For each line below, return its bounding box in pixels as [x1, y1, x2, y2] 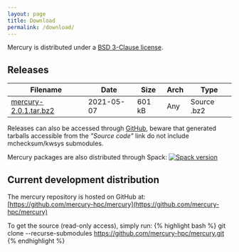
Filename [30, 85, 63, 95]
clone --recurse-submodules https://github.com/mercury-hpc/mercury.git [7, 229, 225, 237]
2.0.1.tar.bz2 [11, 106, 55, 116]
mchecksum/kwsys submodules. [7, 140, 104, 148]
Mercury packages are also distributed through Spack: [7, 153, 167, 162]
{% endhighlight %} [7, 236, 65, 245]
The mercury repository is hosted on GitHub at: [7, 193, 146, 201]
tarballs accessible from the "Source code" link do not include [7, 132, 190, 140]
